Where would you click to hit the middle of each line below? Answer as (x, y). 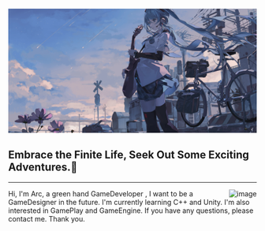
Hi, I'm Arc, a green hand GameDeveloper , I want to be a (101, 193)
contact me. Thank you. (47, 218)
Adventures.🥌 (43, 168)
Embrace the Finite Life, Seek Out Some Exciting (129, 155)
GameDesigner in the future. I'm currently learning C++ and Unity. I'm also (129, 202)
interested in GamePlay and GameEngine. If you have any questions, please (131, 211)
